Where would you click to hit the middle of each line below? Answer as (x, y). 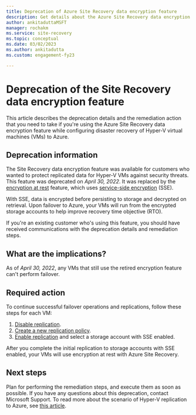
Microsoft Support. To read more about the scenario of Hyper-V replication (97, 399)
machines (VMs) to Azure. (38, 137)
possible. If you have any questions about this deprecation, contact (87, 393)
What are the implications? (56, 254)
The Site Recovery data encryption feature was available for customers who (98, 169)
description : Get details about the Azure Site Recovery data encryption (98, 17)
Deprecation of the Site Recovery (89, 89)
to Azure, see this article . (36, 406)
